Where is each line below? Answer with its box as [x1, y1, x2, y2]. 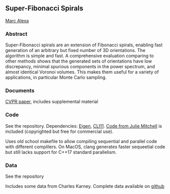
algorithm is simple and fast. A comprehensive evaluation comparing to [5, 53, 154, 59]
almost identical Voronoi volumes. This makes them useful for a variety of [5, 69, 159, 75]
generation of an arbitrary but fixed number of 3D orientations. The [5, 47, 146, 53]
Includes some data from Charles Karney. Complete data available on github [5, 183, 165, 189]
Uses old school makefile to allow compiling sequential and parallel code [5, 138, 157, 144]
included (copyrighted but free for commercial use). [5, 128, 114, 134]
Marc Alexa [5, 17, 29, 23]
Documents [5, 87, 35, 94]
